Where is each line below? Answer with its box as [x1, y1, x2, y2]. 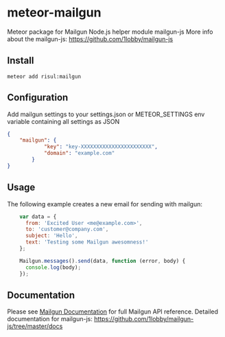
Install [7, 55, 34, 67]
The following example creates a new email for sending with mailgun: [7, 199, 203, 208]
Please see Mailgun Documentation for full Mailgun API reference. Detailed [7, 307, 218, 316]
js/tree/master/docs [7, 322, 63, 331]
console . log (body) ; [25, 263, 81, 271]
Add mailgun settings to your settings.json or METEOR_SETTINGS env [7, 110, 205, 118]
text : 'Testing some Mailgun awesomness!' [25, 239, 149, 246]
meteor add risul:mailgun [7, 73, 81, 80]
